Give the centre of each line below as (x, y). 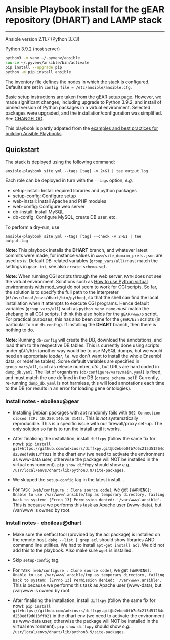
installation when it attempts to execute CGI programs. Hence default (77, 303)
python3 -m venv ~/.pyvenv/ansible (43, 58)
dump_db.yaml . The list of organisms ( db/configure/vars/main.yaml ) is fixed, (83, 372)
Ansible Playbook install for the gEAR (85, 9)
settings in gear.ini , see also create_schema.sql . (56, 267)
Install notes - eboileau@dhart (44, 523)
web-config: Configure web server (49, 207)
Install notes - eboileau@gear (42, 401)
